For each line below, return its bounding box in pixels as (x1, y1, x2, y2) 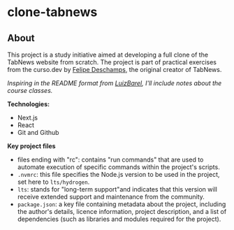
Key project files (7, 142, 56, 150)
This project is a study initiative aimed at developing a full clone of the (7, 50, 208, 59)
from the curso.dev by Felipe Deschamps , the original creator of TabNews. (7, 66, 222, 73)
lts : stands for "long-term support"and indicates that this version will (17, 185, 218, 193)
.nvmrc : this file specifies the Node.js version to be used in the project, (17, 171, 220, 178)
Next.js (17, 113, 38, 122)
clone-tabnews (7, 4, 98, 20)
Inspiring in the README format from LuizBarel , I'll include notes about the (7, 79, 222, 87)
